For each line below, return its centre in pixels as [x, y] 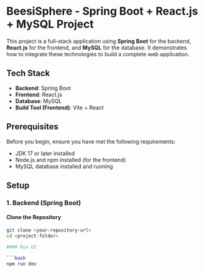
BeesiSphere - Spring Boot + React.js [102, 11]
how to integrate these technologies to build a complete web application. [98, 54]
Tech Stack [28, 74]
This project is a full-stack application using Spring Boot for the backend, [99, 41]
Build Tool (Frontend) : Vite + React [59, 107]
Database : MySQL [38, 101]
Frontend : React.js [38, 94]
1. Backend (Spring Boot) [44, 203]
